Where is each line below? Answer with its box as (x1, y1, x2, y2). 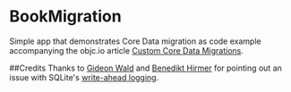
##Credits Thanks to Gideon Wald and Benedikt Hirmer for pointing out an (9, 63, 282, 73)
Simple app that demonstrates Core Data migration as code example (9, 36, 261, 46)
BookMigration (9, 6, 123, 27)
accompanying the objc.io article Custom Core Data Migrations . (9, 45, 244, 55)
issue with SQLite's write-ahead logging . (9, 71, 159, 82)
